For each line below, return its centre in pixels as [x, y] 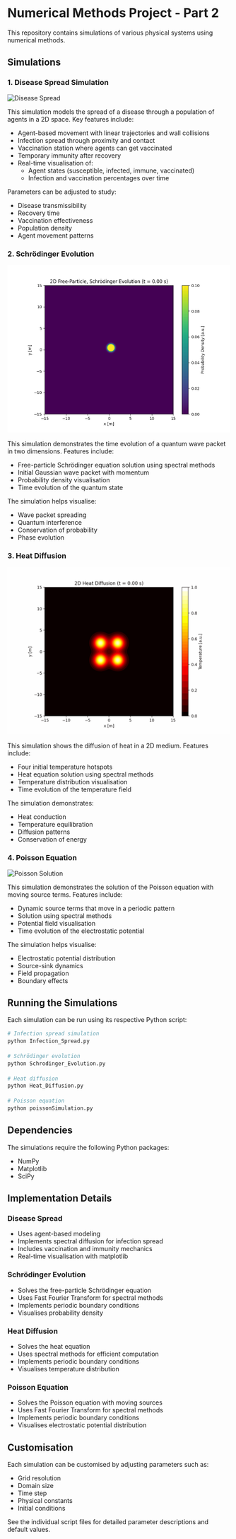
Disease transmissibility [52, 205]
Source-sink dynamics [50, 965]
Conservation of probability [57, 530]
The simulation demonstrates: [51, 803]
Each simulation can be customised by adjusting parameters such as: [108, 1465]
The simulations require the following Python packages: [88, 1147]
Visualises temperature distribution [68, 1369]
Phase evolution [41, 537]
